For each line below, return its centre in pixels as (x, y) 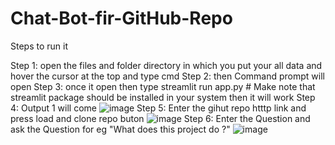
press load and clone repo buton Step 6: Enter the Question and (160, 118)
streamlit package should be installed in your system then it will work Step (163, 97)
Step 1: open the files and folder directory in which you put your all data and (166, 65)
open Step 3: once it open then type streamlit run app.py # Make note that (163, 86)
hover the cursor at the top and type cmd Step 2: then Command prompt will (167, 76)
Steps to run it (39, 46)
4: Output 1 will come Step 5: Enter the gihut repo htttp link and (158, 108)
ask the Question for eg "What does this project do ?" (120, 129)
